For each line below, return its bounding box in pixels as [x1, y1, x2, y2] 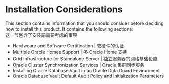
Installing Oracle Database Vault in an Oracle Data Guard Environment [12, 67, 160, 73]
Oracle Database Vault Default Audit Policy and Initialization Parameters [12, 73, 164, 79]
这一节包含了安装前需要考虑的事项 [5, 32, 77, 38]
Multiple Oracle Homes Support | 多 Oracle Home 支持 [12, 49, 128, 55]
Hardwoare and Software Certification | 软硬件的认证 [12, 42, 124, 49]
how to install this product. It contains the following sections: [5, 25, 133, 32]
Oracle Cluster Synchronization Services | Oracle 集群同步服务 [12, 62, 145, 68]
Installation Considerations [5, 4, 123, 15]
